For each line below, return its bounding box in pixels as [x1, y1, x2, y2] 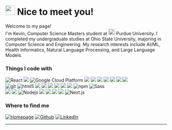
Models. [5, 52, 23, 58]
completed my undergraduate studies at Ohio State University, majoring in [5, 36, 162, 42]
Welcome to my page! [5, 23, 52, 29]
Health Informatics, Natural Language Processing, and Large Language [5, 47, 155, 53]
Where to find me [5, 102, 50, 110]
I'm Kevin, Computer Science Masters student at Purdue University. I [5, 30, 158, 36]
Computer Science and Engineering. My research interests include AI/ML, [5, 41, 161, 47]
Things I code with [5, 64, 52, 72]
